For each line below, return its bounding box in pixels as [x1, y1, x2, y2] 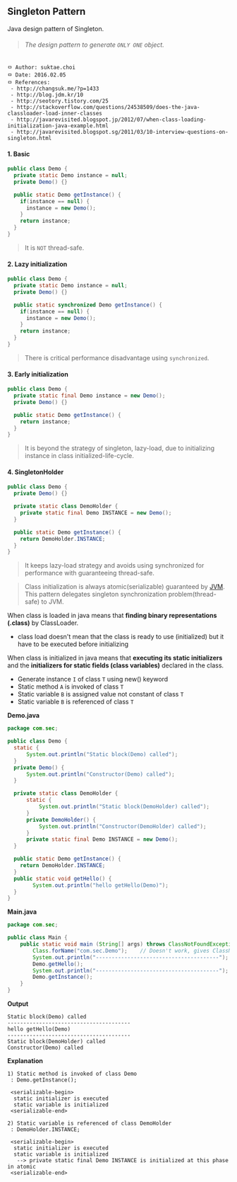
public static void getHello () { [13, 875, 112, 882]
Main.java [7, 907, 37, 916]
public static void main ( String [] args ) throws [20, 941, 166, 948]
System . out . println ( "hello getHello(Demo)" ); [32, 881, 169, 889]
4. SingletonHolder [7, 467, 64, 476]
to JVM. [41, 597, 64, 606]
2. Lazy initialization [7, 260, 68, 268]
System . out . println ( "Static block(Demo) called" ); [25, 750, 178, 758]
